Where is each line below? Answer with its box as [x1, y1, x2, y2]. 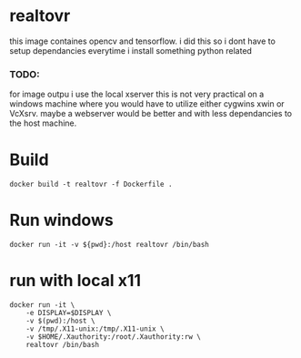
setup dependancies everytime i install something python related [9, 45, 253, 56]
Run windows [9, 210, 114, 230]
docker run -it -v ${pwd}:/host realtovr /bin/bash [9, 240, 209, 250]
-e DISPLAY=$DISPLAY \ [25, 309, 112, 318]
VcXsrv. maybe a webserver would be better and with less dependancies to [9, 108, 293, 119]
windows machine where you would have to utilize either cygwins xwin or [9, 98, 285, 109]
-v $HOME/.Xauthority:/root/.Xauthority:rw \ [25, 332, 202, 342]
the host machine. [9, 118, 77, 128]
